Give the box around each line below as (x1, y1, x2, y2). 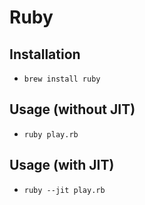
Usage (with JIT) (9, 157, 115, 174)
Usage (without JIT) (9, 101, 136, 118)
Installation (9, 46, 81, 63)
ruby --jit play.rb (23, 185, 106, 195)
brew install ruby (23, 74, 101, 84)
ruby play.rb (23, 129, 79, 140)
